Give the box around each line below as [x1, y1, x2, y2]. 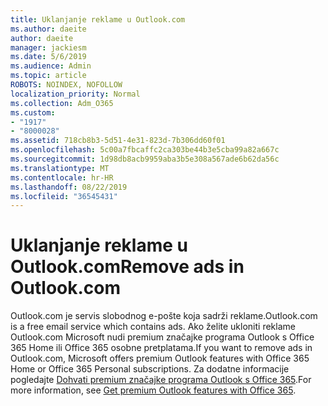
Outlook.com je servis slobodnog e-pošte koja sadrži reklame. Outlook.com [10, 310, 318, 322]
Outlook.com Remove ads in [10, 256, 245, 278]
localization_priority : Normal [10, 89, 141, 99]
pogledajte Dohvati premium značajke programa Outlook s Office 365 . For [10, 374, 312, 386]
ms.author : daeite [10, 24, 87, 34]
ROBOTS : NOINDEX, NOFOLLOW [10, 80, 123, 90]
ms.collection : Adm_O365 [10, 98, 114, 108]
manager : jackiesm [10, 42, 87, 53]
